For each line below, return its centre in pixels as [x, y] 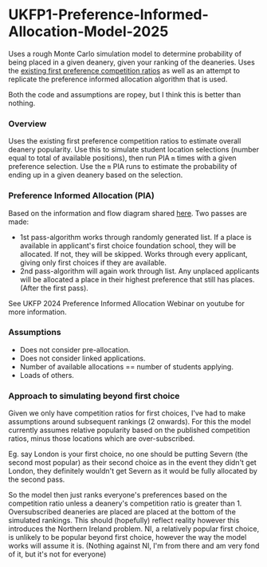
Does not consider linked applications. [82, 358]
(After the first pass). [54, 288]
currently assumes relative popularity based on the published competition [130, 430]
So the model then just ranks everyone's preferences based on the [118, 495]
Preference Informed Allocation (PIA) [82, 195]
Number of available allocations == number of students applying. [126, 366]
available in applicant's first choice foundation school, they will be [128, 246]
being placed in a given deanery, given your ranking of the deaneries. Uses [132, 62]
